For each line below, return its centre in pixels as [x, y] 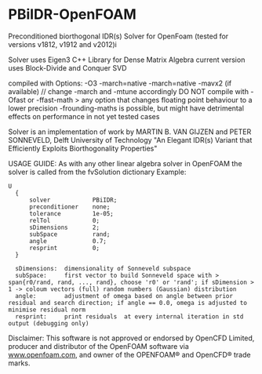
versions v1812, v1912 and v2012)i [63, 44]
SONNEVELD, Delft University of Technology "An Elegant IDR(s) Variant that [130, 140]
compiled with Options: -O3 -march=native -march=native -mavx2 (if [120, 83]
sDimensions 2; [64, 227]
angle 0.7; [68, 241]
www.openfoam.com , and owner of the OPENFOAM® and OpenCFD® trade [129, 354]
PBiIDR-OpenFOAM [72, 15]
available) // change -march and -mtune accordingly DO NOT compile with [129, 91]
